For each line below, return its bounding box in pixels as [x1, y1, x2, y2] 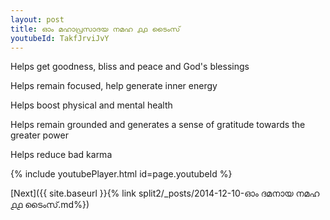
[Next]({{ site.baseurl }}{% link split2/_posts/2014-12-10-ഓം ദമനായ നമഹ [10, 187, 320, 200]
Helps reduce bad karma [10, 149, 113, 161]
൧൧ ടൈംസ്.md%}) [10, 199, 90, 211]
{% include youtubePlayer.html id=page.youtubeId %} [10, 168, 233, 180]
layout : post [10, 14, 65, 25]
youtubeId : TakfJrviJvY [10, 33, 110, 43]
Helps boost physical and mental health [10, 99, 173, 111]
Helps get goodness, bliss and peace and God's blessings [10, 61, 250, 73]
